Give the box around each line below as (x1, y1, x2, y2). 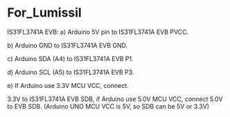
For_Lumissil (7, 5, 82, 21)
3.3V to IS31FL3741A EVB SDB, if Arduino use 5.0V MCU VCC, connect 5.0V (7, 95, 223, 103)
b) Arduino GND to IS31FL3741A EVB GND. (7, 41, 128, 49)
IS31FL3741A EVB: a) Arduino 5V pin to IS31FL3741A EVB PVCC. (7, 28, 189, 36)
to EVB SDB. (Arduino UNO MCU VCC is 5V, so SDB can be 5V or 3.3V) (7, 102, 210, 110)
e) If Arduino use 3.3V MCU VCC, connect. (7, 81, 130, 89)
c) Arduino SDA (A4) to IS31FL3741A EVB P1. (7, 54, 134, 63)
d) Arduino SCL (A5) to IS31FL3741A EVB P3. (7, 68, 134, 76)
